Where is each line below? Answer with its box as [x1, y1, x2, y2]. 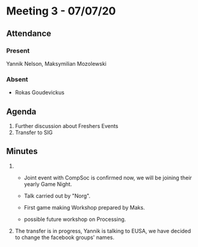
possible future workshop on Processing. [23, 216, 126, 223]
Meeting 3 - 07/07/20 [6, 4, 116, 18]
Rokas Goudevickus [14, 89, 65, 96]
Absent [6, 75, 28, 83]
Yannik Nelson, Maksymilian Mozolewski [6, 60, 107, 67]
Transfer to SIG [14, 129, 53, 136]
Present [6, 47, 30, 55]
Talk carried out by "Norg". [23, 192, 91, 199]
